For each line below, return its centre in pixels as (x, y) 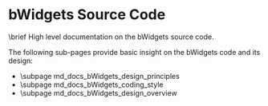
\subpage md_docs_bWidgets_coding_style (91, 84)
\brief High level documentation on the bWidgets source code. (111, 37)
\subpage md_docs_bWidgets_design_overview (99, 92)
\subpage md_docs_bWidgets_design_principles (100, 76)
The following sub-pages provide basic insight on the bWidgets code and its (134, 52)
